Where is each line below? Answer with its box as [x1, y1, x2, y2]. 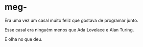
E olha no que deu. [4, 36, 43, 42]
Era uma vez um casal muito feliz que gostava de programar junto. [4, 17, 138, 23]
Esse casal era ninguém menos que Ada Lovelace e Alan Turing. [4, 27, 134, 32]
